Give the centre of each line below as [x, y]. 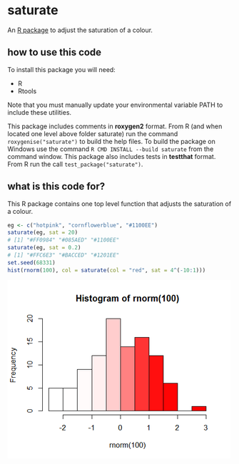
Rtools [27, 91]
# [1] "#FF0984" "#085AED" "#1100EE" [63, 240]
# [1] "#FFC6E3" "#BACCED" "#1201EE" [63, 255]
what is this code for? [56, 186]
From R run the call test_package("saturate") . [75, 164]
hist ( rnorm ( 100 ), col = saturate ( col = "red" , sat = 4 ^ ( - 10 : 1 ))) [107, 270]
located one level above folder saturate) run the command [93, 133]
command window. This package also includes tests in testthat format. [112, 156]
